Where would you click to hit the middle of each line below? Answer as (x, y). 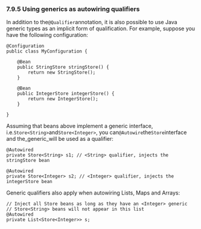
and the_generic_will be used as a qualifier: (60, 139)
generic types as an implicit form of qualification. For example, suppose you (101, 28)
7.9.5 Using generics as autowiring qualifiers (73, 9)
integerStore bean (29, 182)
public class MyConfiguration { (47, 51)
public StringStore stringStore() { (63, 67)
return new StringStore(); (62, 73)
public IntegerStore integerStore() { (66, 94)
